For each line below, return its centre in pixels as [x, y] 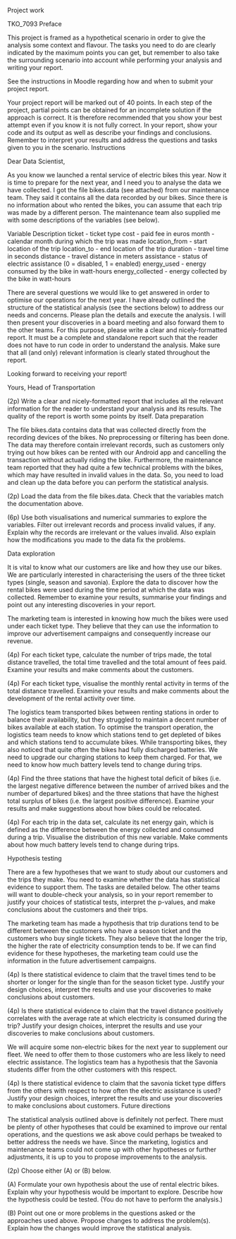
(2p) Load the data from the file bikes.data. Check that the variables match [116, 496]
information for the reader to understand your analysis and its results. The [114, 409]
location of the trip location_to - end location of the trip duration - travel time [118, 249]
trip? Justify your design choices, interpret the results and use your [105, 1026]
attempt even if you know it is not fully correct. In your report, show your [112, 125]
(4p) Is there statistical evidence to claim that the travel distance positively [115, 1011]
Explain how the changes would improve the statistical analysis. [100, 1228]
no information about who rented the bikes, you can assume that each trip [114, 205]
